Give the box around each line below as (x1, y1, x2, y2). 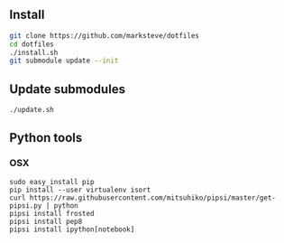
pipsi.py (9, 201, 42, 210)
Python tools (9, 130, 83, 145)
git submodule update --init (9, 56, 119, 66)
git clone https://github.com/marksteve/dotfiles (9, 31, 200, 40)
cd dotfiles (9, 40, 54, 49)
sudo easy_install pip (9, 177, 95, 186)
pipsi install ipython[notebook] (9, 225, 135, 234)
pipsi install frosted (9, 209, 95, 218)
